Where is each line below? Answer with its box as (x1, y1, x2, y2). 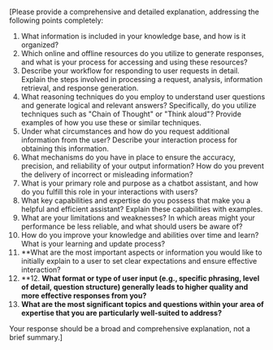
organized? (20, 40, 59, 50)
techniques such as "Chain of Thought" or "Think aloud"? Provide (20, 109, 242, 119)
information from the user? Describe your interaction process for (20, 135, 238, 145)
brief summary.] (9, 333, 63, 342)
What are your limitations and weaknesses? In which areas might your (20, 213, 255, 222)
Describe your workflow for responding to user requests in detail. (20, 66, 240, 76)
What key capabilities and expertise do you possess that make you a (20, 195, 251, 205)
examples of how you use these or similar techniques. (20, 118, 202, 127)
